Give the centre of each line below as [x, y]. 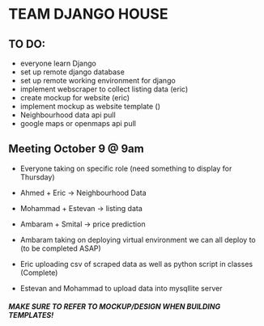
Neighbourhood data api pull [68, 115]
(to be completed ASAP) [60, 248]
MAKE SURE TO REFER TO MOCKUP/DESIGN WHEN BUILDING [115, 307]
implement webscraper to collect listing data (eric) [104, 89]
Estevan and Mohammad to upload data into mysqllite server [121, 288]
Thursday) [37, 177]
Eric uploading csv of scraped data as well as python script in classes [136, 264]
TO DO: [27, 44]
